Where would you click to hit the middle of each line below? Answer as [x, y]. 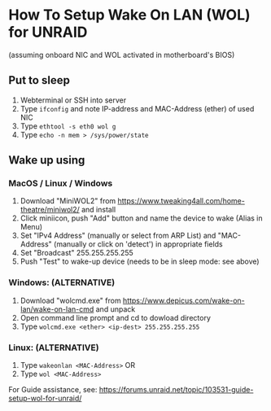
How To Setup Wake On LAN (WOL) [129, 15]
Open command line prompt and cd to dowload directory [116, 317]
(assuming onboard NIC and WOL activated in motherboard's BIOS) [122, 55]
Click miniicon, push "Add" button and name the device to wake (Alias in [141, 218]
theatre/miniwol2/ [50, 210]
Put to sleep [39, 80]
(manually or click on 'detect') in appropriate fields [138, 244]
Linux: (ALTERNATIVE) [54, 348]
